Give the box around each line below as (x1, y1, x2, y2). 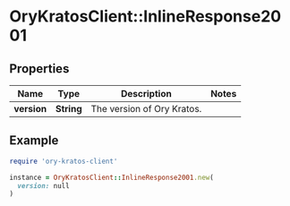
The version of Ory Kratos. (90, 103, 202, 115)
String (55, 103, 82, 115)
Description (120, 88, 172, 99)
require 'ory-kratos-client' (9, 157, 118, 166)
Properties (9, 61, 70, 76)
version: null (17, 181, 70, 190)
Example (9, 133, 59, 149)
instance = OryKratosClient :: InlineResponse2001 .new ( (9, 173, 215, 182)
